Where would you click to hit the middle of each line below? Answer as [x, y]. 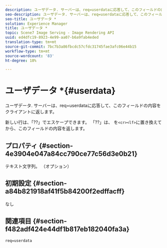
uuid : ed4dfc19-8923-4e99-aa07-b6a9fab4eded [52, 38]
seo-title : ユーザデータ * [31, 19]
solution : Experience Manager [37, 24]
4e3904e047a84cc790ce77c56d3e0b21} [71, 154]
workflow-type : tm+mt [28, 51]
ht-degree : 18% [21, 61]
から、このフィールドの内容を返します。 [46, 128]
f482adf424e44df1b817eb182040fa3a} [67, 229]
